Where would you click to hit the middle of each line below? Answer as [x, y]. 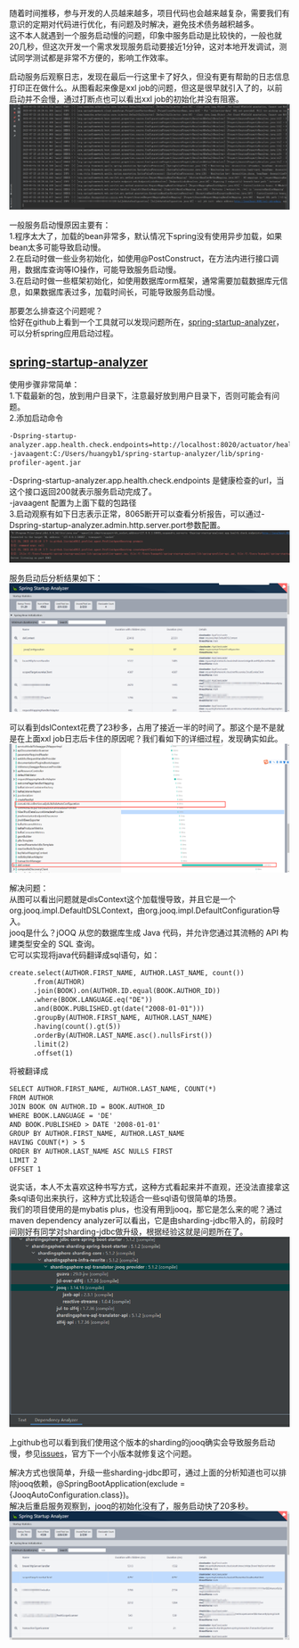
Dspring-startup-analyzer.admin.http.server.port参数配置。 [117, 526]
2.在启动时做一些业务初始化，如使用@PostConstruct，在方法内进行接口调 [144, 259]
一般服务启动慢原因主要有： [60, 225]
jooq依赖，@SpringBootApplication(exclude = [101, 1484]
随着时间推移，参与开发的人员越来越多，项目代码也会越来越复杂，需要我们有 [149, 13]
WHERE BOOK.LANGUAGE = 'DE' [61, 1116]
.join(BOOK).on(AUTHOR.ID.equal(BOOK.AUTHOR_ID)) [126, 991]
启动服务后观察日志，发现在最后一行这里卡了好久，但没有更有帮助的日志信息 [149, 77]
